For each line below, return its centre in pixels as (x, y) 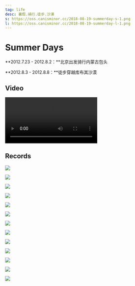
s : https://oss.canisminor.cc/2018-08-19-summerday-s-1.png (68, 19)
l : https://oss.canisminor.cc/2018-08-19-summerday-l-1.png (68, 23)
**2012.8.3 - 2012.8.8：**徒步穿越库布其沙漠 (51, 72)
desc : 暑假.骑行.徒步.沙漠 (30, 14)
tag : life (15, 10)
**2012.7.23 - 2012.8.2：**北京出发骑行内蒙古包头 (56, 62)
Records (18, 156)
